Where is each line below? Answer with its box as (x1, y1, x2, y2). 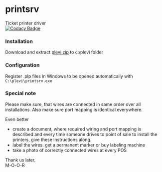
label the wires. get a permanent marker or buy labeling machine (12, 141, 146, 148)
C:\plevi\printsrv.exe (5, 78, 52, 83)
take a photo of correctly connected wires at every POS (12, 147, 127, 153)
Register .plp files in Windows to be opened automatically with (5, 73, 133, 79)
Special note (5, 90, 36, 97)
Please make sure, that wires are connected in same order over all (5, 101, 141, 107)
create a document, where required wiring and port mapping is (12, 126, 142, 132)
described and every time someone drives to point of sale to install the (12, 131, 158, 137)
